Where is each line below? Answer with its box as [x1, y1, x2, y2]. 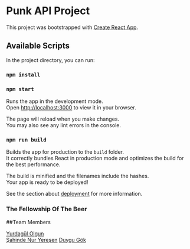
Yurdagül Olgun [6, 229, 44, 237]
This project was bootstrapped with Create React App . [6, 24, 139, 31]
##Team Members [6, 218, 51, 225]
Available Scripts [6, 41, 70, 51]
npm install [6, 71, 41, 78]
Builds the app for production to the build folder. [6, 148, 125, 156]
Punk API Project [6, 4, 90, 18]
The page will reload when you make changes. [6, 115, 120, 122]
